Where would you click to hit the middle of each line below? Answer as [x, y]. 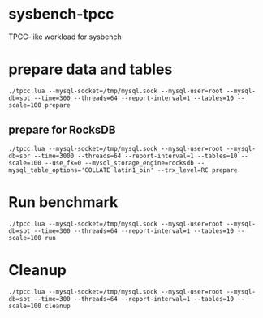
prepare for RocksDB [62, 130]
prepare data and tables [91, 69]
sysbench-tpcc [61, 14]
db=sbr [19, 156]
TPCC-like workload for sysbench [65, 37]
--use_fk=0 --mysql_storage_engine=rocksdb [119, 163]
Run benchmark [63, 202]
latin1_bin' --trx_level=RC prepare [175, 170]
